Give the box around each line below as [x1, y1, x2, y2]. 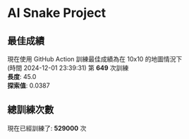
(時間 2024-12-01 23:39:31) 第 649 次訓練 [7, 64, 129, 72]
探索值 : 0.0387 [7, 81, 51, 90]
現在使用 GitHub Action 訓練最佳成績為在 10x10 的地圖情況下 [7, 55, 183, 63]
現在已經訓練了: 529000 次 [7, 123, 87, 132]
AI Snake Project [7, 5, 106, 21]
